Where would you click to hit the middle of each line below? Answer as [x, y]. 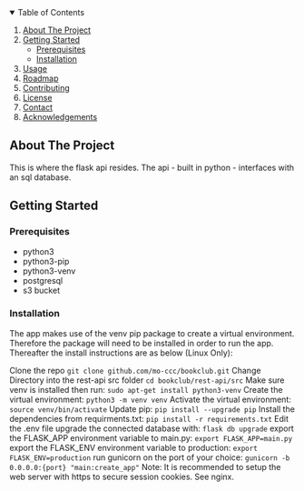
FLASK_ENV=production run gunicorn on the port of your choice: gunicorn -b [150, 457]
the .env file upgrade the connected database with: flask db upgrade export [152, 428]
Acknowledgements [60, 117]
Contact [37, 107]
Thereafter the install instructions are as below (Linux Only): [121, 353]
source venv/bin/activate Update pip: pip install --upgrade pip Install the [152, 409]
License [37, 98]
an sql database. [40, 177]
